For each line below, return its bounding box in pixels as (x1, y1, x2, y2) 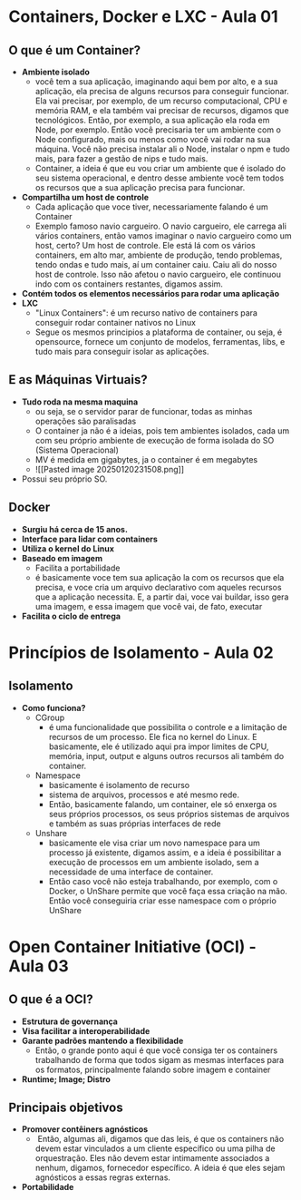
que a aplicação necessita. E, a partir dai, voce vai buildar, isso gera (34, 591, 289, 602)
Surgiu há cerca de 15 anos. (21, 523, 129, 534)
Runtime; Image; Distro (21, 1073, 111, 1085)
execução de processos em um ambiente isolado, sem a (48, 856, 259, 867)
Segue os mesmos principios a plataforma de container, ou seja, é (34, 327, 283, 337)
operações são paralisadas (34, 415, 137, 426)
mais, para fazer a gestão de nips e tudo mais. (34, 153, 209, 164)
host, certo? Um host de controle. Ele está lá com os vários (34, 240, 256, 250)
